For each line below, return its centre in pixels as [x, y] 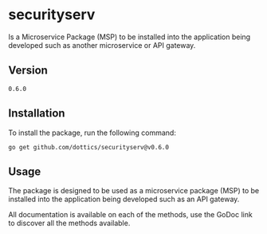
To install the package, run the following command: [92, 133]
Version [28, 71]
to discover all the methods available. [69, 223]
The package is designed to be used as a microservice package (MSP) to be [134, 191]
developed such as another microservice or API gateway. [102, 45]
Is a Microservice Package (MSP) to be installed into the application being [130, 37]
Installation [37, 113]
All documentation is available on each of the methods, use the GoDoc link [130, 215]
